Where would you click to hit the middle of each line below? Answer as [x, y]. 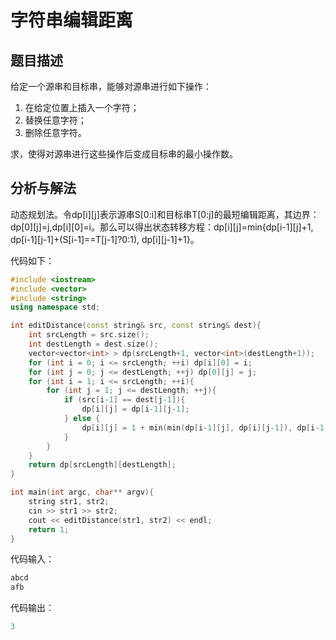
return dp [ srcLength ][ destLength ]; [102, 465]
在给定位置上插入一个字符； [82, 107]
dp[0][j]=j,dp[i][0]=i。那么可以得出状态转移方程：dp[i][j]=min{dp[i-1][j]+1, [162, 227]
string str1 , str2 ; [69, 502]
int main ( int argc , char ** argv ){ [82, 492]
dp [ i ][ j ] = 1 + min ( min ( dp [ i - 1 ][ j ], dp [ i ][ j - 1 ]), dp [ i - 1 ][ [207, 427]
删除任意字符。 [55, 132]
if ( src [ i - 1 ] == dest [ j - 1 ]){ [124, 400]
